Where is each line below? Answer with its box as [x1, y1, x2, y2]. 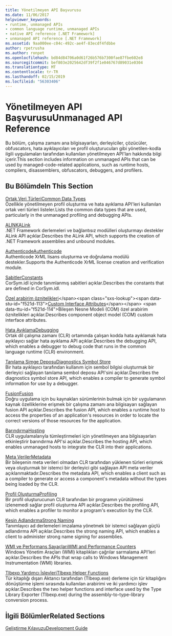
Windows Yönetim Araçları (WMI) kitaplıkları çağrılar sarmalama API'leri [5, 549, 156, 555]
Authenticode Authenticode [5, 248, 62, 254]
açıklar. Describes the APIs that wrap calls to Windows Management [5, 554, 148, 560]
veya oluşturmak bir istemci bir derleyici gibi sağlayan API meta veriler [5, 464, 154, 470]
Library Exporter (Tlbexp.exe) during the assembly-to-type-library [5, 591, 145, 598]
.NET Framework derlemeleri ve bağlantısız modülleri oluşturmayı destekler [5, 227, 164, 233]
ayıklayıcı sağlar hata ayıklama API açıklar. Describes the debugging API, [5, 338, 157, 344]
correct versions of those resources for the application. [5, 417, 122, 423]
